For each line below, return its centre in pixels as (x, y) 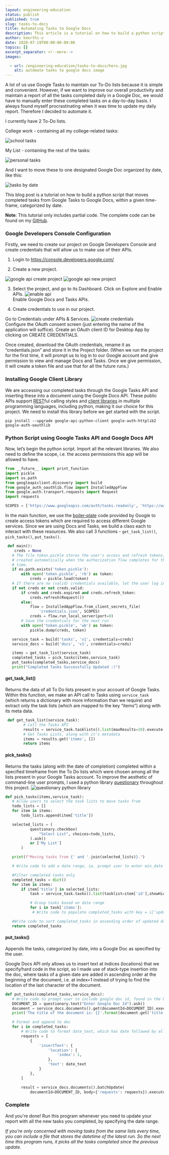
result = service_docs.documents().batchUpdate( (73, 1087)
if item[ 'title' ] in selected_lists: (60, 889)
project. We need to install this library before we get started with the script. (83, 411)
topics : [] (17, 47)
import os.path (21, 478)
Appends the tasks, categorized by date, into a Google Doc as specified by (83, 948)
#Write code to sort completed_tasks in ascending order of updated (85, 921)
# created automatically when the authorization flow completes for (85, 560)
